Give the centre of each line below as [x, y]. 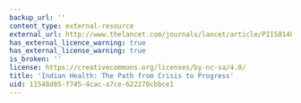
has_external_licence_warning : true [77, 43]
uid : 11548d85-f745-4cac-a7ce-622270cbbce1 [92, 84]
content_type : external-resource [72, 26]
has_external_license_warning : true [77, 51]
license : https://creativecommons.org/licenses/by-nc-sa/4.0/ [128, 68]
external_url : [36, 34]
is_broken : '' [36, 59]
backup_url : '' [38, 17]
